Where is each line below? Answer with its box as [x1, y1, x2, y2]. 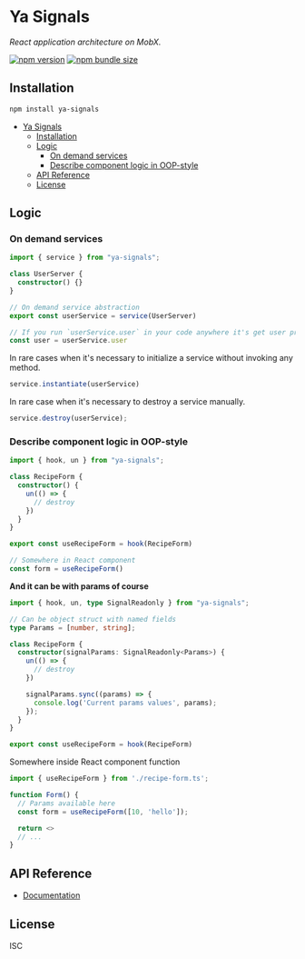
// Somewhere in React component [9, 556, 136, 565]
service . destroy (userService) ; [9, 414, 128, 424]
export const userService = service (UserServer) [9, 311, 197, 320]
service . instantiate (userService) [9, 380, 141, 389]
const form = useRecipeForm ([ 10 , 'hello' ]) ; [17, 807, 189, 816]
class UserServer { [9, 270, 84, 279]
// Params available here [17, 798, 116, 808]
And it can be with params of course [9, 580, 149, 592]
